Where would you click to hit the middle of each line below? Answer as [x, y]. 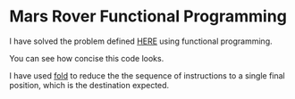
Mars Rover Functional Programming [148, 16]
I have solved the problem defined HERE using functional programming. [141, 41]
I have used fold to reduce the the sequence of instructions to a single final [147, 75]
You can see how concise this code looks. [87, 58]
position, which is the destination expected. [89, 85]
